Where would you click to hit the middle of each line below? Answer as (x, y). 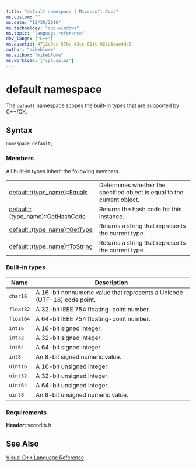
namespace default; (30, 144)
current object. (119, 200)
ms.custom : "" (23, 17)
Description (111, 283)
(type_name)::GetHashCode (48, 216)
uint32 (18, 376)
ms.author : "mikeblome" (35, 55)
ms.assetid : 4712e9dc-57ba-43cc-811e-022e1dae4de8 (69, 44)
